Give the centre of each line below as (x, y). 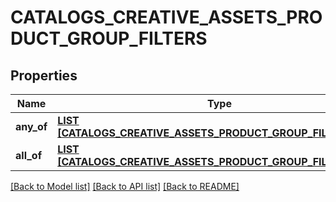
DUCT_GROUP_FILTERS (109, 38)
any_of (31, 126)
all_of (29, 155)
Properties (44, 75)
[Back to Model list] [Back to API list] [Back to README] (125, 186)
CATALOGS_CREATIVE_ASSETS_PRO (166, 17)
